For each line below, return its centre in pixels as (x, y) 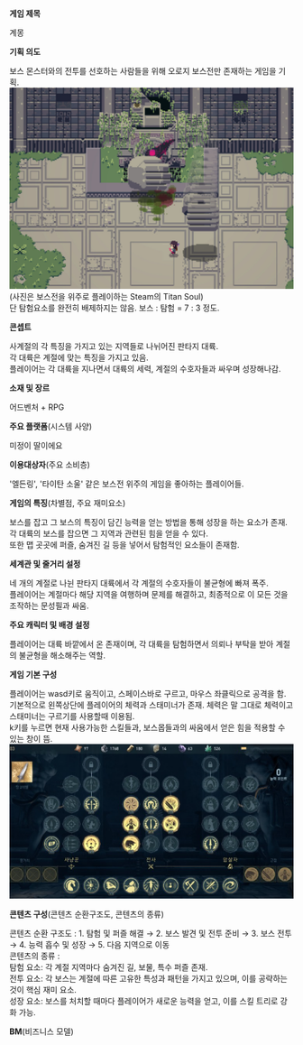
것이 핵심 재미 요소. (43, 990)
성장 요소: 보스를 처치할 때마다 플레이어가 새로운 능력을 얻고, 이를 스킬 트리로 (144, 1001)
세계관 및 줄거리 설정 (45, 564)
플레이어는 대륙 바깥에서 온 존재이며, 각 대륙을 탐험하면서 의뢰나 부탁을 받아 (142, 643)
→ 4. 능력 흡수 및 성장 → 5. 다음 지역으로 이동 (89, 945)
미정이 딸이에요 (36, 445)
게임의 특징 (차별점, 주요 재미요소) (68, 503)
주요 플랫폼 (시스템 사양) (51, 426)
